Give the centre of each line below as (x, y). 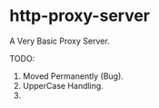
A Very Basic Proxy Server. (60, 41)
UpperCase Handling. (63, 85)
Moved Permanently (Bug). (73, 76)
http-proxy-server (80, 16)
